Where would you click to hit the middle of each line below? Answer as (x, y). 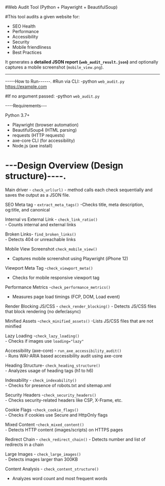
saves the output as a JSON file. (38, 195)
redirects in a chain (25, 444)
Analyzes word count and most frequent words (60, 478)
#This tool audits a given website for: (42, 17)
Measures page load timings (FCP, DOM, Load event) (66, 296)
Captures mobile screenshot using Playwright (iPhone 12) (70, 258)
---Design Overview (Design (64, 166)
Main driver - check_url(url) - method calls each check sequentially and (79, 190)
